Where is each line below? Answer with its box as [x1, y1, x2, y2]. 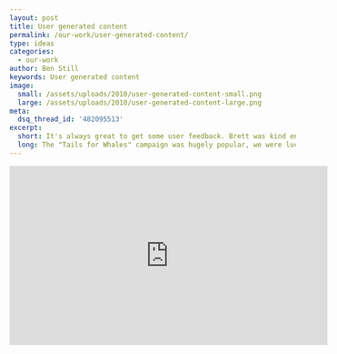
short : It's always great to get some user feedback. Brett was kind [17, 132, 286, 141]
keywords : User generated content [9, 73, 141, 82]
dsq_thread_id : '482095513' [17, 115, 124, 124]
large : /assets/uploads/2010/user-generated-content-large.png [17, 97, 262, 107]
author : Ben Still [9, 65, 79, 74]
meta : [9, 106, 30, 116]
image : [9, 81, 35, 90]
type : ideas [9, 38, 55, 48]
